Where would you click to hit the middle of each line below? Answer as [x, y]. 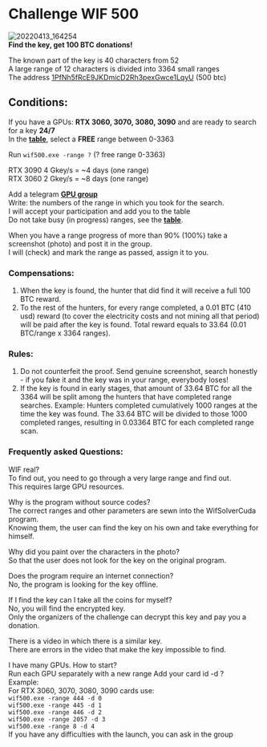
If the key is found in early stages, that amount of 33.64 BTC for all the [136, 388]
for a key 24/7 [32, 130]
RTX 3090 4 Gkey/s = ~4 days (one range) [79, 170]
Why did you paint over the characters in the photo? [94, 551]
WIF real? [24, 469]
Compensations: [41, 273]
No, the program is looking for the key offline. [83, 584]
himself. [21, 536]
